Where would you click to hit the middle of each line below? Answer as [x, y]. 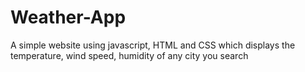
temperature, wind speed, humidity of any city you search [129, 55]
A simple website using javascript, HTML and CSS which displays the [153, 45]
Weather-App [68, 17]
